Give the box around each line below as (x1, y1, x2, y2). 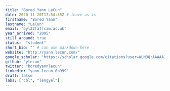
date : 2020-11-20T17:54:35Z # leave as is (5, 12, 96, 17)
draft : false (5, 73, 33, 78)
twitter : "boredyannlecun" (5, 64, 62, 69)
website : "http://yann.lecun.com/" (5, 50, 80, 55)
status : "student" (5, 40, 47, 45)
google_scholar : (5, 54, 39, 60)
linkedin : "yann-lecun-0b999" (5, 69, 69, 74)
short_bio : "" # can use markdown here (5, 45, 90, 50)
